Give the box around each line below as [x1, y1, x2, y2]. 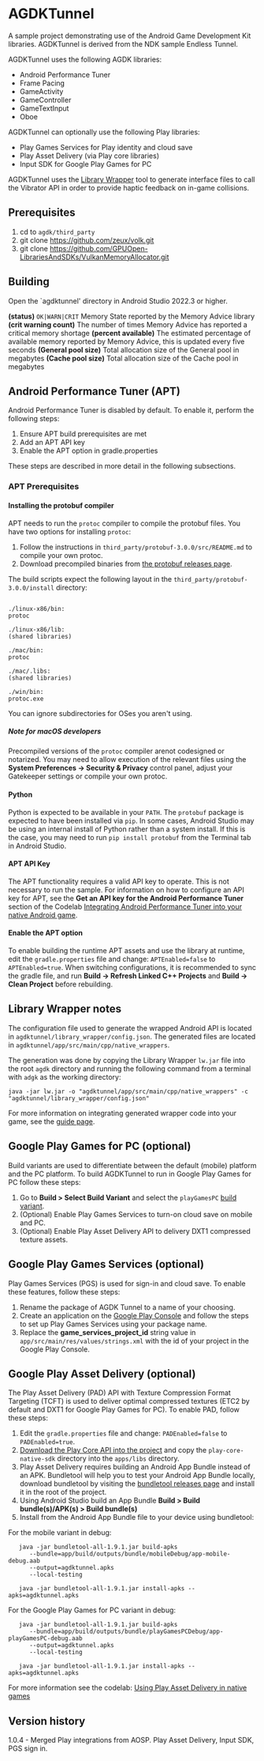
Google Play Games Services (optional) [8, 1258, 205, 1271]
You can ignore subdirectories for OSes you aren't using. [8, 708, 193, 718]
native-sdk [19, 1455, 56, 1463]
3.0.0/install [8, 584, 55, 592]
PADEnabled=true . [19, 1437, 76, 1446]
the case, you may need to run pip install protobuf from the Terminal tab [8, 832, 251, 842]
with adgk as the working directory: [8, 1072, 121, 1081]
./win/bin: [8, 688, 44, 696]
